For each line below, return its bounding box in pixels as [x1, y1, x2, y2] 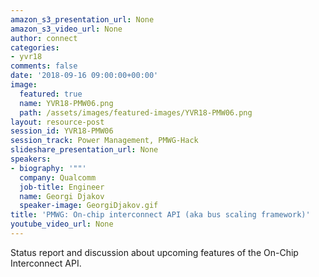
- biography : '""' [10, 163, 87, 173]
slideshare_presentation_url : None [10, 145, 159, 155]
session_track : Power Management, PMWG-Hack [10, 136, 199, 146]
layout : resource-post [10, 117, 105, 127]
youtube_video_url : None [10, 219, 114, 230]
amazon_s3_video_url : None [10, 24, 123, 34]
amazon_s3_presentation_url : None [10, 14, 155, 25]
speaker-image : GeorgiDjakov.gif [19, 201, 159, 211]
